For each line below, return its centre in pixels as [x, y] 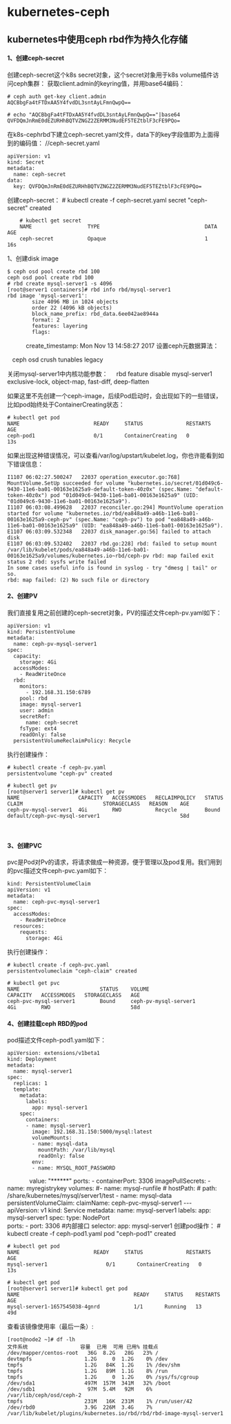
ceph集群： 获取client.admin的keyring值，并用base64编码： [99, 83]
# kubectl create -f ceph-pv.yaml [57, 767]
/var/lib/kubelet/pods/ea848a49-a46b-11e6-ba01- [78, 550]
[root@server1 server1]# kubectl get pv [66, 791]
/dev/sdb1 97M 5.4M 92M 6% [80, 1389]
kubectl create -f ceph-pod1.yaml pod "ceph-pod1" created [92, 1234]
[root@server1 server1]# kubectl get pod [68, 1289]
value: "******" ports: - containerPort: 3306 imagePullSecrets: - [120, 1181]
